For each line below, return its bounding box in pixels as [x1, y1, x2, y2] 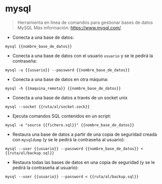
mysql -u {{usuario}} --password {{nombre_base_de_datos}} [5, 68, 130, 73]
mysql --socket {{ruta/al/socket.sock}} [5, 104, 90, 109]
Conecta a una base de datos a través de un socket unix [12, 94, 128, 100]
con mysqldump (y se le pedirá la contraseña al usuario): [12, 136, 125, 142]
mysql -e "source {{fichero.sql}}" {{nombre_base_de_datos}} [5, 122, 135, 127]
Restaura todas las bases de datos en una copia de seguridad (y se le [12, 159, 155, 165]
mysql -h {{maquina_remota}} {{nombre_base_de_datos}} [5, 86, 121, 91]
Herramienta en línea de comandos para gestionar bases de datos [17, 19, 153, 25]
